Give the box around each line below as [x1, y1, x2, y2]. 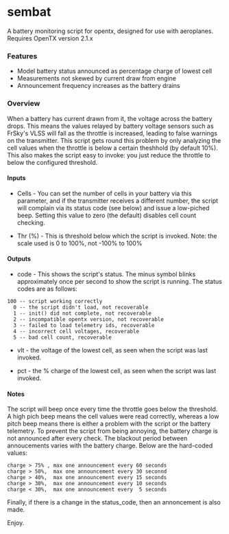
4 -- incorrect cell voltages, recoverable [13, 328, 139, 335]
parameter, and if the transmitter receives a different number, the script [16, 197, 218, 205]
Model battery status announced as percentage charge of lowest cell [16, 67, 213, 76]
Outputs [7, 255, 32, 263]
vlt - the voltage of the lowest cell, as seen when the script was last [16, 346, 208, 354]
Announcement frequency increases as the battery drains [16, 82, 180, 90]
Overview [7, 99, 40, 109]
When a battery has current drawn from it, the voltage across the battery [7, 114, 213, 122]
